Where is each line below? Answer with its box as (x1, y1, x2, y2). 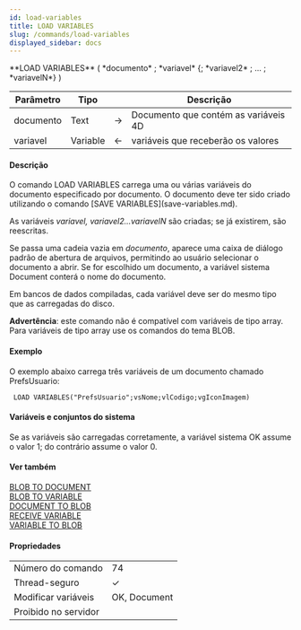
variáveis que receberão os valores (131, 135, 279, 147)
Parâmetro (14, 93, 61, 106)
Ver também (9, 461, 56, 472)
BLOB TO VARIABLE (9, 491, 83, 503)
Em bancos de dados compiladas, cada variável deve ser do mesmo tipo (9, 289, 277, 300)
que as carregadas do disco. (9, 298, 115, 310)
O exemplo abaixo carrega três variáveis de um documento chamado (9, 365, 264, 377)
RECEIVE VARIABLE (9, 511, 82, 521)
